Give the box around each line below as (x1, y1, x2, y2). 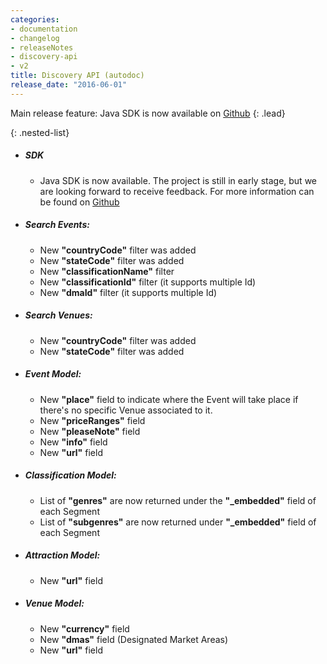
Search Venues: (24, 309, 93, 321)
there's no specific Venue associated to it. (39, 404, 213, 416)
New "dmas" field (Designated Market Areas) (39, 633, 229, 645)
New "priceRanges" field (39, 414, 146, 426)
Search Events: (24, 219, 90, 231)
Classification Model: (24, 469, 117, 481)
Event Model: (24, 368, 82, 380)
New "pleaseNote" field (39, 425, 141, 437)
